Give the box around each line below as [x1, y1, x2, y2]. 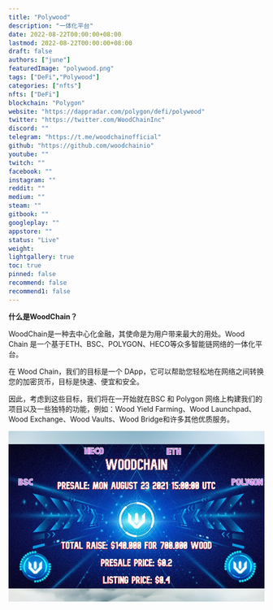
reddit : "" [8, 184, 45, 193]
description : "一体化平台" [8, 21, 93, 30]
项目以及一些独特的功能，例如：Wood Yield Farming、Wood [8, 404, 210, 413]
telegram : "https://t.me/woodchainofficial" [8, 133, 162, 141]
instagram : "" [8, 175, 57, 184]
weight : [8, 244, 35, 253]
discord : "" [8, 124, 49, 133]
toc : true [8, 262, 42, 270]
